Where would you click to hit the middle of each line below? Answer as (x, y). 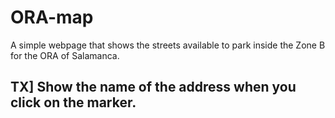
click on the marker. (73, 102)
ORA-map (52, 17)
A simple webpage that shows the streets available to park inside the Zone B (168, 45)
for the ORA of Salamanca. (65, 55)
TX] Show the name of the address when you (153, 87)
